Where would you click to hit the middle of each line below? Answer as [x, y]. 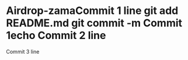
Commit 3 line [23, 51]
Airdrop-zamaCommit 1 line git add [92, 11]
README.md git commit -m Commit [94, 23]
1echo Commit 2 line [56, 36]
